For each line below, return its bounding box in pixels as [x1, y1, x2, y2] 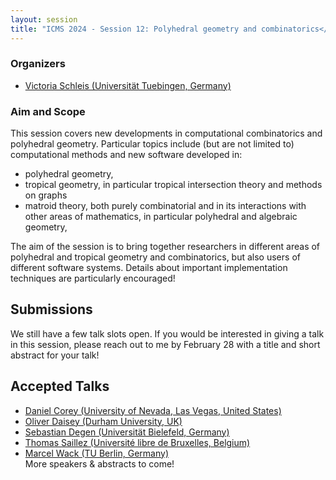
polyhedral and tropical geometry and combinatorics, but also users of [10, 251, 301, 263]
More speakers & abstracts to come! [24, 457, 175, 470]
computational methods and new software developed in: [10, 149, 243, 161]
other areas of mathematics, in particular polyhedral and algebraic [24, 211, 298, 223]
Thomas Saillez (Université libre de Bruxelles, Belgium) [24, 436, 251, 448]
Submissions [10, 301, 93, 318]
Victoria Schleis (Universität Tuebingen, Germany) [24, 79, 232, 91]
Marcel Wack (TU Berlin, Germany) [24, 447, 169, 459]
